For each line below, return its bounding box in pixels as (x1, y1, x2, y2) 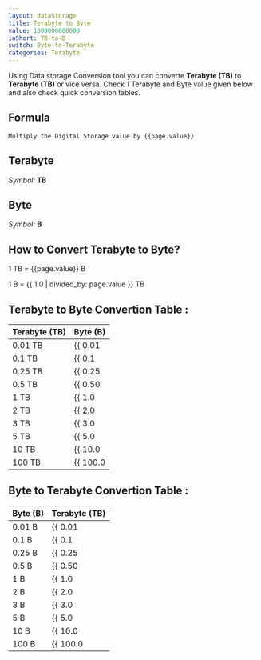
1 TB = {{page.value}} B (8, 264, 86, 274)
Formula (8, 111, 50, 125)
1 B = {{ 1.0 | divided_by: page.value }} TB (8, 279, 145, 289)
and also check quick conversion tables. (8, 88, 141, 97)
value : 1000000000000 (8, 26, 81, 34)
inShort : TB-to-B (8, 34, 66, 42)
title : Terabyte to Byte (8, 19, 91, 27)
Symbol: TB (8, 175, 47, 185)
